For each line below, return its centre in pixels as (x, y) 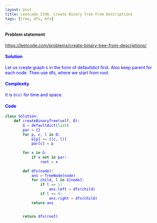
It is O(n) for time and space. (34, 95)
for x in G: (35, 153)
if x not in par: (49, 157)
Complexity (17, 84)
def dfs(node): (38, 171)
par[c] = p (42, 144)
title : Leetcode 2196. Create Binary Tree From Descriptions (69, 14)
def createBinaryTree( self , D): (47, 121)
